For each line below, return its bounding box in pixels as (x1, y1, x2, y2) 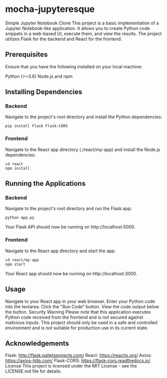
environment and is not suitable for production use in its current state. (5, 325, 149, 331)
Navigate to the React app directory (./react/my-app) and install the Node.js (5, 146, 161, 153)
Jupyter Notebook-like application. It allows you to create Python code (5, 25, 150, 31)
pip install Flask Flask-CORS (5, 124, 68, 129)
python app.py (5, 215, 35, 220)
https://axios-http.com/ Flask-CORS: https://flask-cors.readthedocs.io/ (5, 358, 151, 364)
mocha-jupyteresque (5, 3, 95, 15)
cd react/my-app (5, 257, 39, 262)
